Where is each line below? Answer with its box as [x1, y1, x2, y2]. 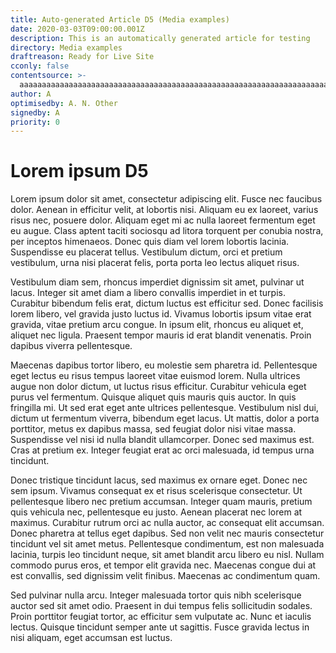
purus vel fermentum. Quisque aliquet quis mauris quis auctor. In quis [10, 391, 297, 403]
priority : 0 [10, 117, 60, 127]
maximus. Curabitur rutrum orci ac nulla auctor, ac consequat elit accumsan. [10, 517, 325, 529]
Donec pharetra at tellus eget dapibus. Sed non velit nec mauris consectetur [10, 527, 325, 540]
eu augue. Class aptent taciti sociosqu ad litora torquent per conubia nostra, [10, 225, 324, 237]
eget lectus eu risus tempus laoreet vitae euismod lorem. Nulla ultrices [10, 370, 301, 382]
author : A [10, 89, 52, 99]
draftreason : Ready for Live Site [10, 52, 155, 62]
